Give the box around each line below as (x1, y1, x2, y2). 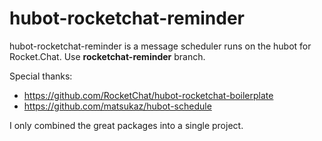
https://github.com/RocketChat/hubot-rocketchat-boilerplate (23, 89, 274, 101)
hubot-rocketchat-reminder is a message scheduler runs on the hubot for (9, 40, 312, 52)
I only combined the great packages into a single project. (9, 119, 244, 131)
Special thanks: (9, 70, 73, 82)
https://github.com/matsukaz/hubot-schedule (23, 100, 212, 112)
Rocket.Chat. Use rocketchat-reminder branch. (9, 50, 206, 62)
